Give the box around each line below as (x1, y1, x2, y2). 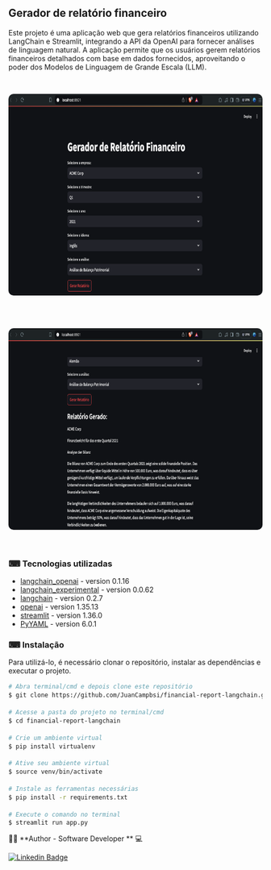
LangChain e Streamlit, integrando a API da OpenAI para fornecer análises (8, 36, 255, 46)
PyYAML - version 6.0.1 (19, 619, 97, 629)
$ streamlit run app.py (8, 818, 89, 827)
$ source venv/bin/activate (8, 768, 103, 776)
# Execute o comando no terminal (8, 810, 121, 818)
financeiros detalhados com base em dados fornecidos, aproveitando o (8, 53, 246, 63)
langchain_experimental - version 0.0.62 (19, 585, 154, 595)
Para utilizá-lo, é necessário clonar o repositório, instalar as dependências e (8, 657, 261, 668)
